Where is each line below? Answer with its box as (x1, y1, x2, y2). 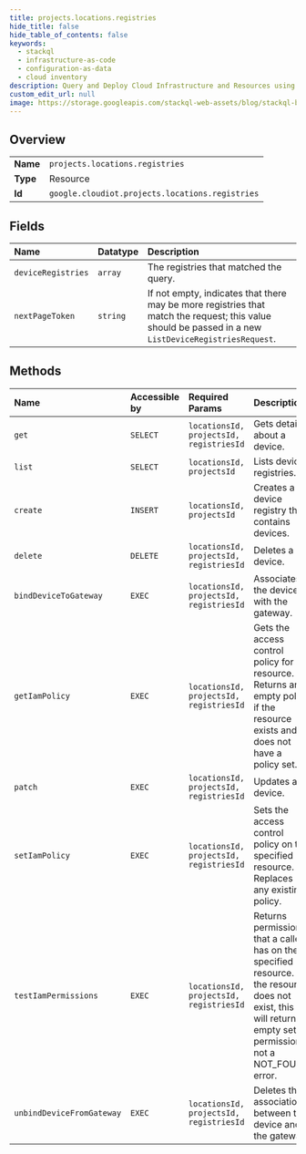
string (97, 311, 127, 321)
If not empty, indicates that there (147, 287, 287, 299)
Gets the (253, 621, 290, 634)
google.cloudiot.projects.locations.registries (48, 189, 260, 199)
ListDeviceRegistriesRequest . (147, 333, 276, 345)
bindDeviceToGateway (14, 590, 103, 601)
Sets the (253, 803, 290, 816)
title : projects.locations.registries (9, 13, 157, 23)
